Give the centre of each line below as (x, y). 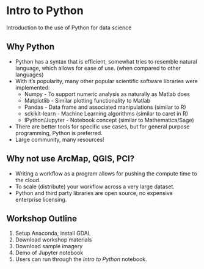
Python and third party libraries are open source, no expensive (94, 193)
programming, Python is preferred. (59, 133)
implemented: (32, 87)
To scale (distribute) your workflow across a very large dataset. (95, 186)
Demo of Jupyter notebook (49, 253)
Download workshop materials (53, 240)
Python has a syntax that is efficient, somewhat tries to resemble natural (106, 61)
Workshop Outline (42, 219)
